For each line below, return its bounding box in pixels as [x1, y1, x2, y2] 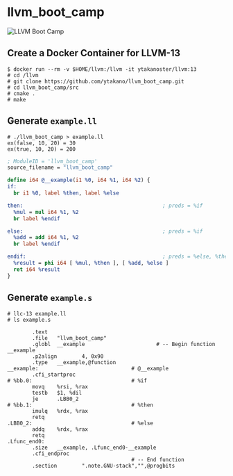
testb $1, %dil [32, 389, 82, 396]
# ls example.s [7, 316, 51, 323]
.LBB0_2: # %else [7, 420, 154, 427]
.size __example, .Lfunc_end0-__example [32, 444, 157, 451]
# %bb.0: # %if [7, 377, 148, 384]
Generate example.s [7, 292, 92, 304]
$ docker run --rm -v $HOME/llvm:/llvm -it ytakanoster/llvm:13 [7, 65, 197, 73]
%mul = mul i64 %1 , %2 [13, 208, 79, 215]
